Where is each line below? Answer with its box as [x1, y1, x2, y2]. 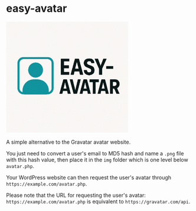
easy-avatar [6, 2, 67, 15]
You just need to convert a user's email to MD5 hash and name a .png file [6, 150, 184, 157]
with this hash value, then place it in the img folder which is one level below [6, 156, 188, 163]
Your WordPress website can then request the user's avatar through [6, 174, 172, 181]
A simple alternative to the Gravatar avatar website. [6, 138, 131, 145]
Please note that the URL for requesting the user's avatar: [6, 191, 146, 199]
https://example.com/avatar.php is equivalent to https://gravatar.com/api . [6, 197, 191, 205]
